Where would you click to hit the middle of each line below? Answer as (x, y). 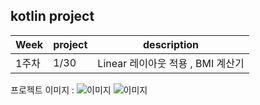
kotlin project (52, 16)
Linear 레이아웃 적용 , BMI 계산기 (171, 63)
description (171, 44)
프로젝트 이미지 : (42, 90)
